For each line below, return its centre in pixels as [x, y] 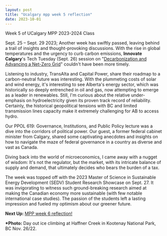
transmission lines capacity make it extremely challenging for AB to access [82, 111]
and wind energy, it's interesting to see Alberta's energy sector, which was [82, 84]
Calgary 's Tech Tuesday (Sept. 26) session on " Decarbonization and [76, 59]
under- [138, 95]
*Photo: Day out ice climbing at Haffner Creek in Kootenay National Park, [81, 223]
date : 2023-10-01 [23, 19]
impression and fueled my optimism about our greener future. [69, 204]
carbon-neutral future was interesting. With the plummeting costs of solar [81, 79]
